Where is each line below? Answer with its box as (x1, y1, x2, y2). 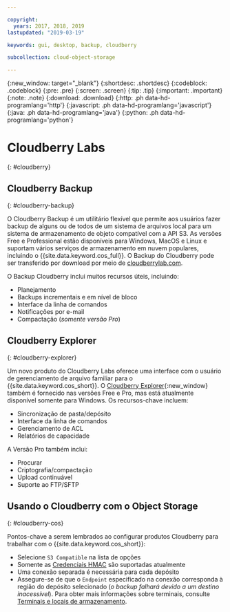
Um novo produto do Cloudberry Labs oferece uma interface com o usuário (7, 367, 222, 375)
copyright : (7, 16, 39, 23)
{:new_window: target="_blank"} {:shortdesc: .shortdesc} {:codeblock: (7, 79, 208, 87)
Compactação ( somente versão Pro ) (17, 315, 121, 323)
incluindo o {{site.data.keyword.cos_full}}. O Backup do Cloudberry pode (7, 251, 215, 259)
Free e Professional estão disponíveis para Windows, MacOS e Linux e (7, 237, 207, 245)
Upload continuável (17, 473, 73, 481)
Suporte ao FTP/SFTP (17, 480, 79, 488)
